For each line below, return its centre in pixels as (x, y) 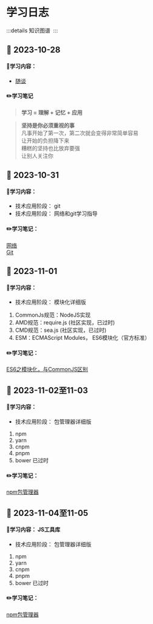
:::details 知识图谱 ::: (32, 30)
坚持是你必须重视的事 (48, 125)
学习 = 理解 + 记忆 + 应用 (52, 112)
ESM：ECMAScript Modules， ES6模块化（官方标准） (83, 338)
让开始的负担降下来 (45, 140)
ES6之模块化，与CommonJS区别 (47, 369)
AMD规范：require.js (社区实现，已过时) (65, 323)
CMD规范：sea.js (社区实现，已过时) (61, 330)
